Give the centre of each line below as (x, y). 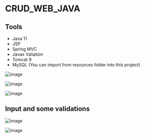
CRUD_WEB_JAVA (43, 9)
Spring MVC (25, 49)
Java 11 (19, 38)
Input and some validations (47, 109)
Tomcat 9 (22, 59)
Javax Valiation (28, 54)
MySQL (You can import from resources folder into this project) (76, 65)
